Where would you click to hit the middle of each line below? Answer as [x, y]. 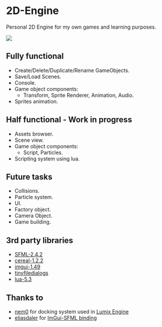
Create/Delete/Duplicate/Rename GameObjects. [72, 70]
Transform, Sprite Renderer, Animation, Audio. [78, 95]
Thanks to [25, 298]
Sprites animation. [36, 101]
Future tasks [29, 177]
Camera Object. [33, 216]
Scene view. [29, 140]
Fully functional [35, 56]
